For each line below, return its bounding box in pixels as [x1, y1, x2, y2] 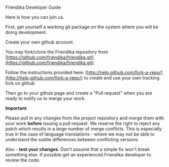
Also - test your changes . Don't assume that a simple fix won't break [5, 146, 150, 152]
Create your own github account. [5, 39, 75, 45]
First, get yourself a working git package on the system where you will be [5, 24, 159, 30]
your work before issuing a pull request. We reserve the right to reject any [5, 120, 160, 126]
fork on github [5, 80, 35, 86]
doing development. [5, 29, 47, 35]
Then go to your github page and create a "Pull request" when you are [5, 90, 152, 96]
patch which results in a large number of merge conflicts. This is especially [5, 126, 162, 132]
